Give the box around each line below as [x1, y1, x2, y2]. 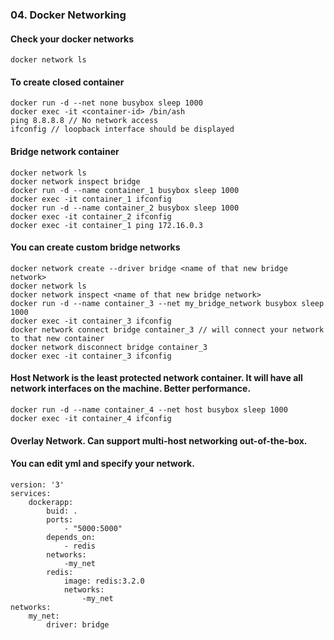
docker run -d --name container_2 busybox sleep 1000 [10, 203, 240, 213]
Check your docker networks [10, 33, 135, 45]
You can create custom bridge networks [10, 241, 181, 253]
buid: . [46, 506, 78, 516]
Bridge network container [10, 145, 120, 157]
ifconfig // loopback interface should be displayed [10, 124, 235, 135]
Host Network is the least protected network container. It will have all [10, 372, 303, 384]
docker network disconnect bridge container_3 [10, 342, 208, 352]
